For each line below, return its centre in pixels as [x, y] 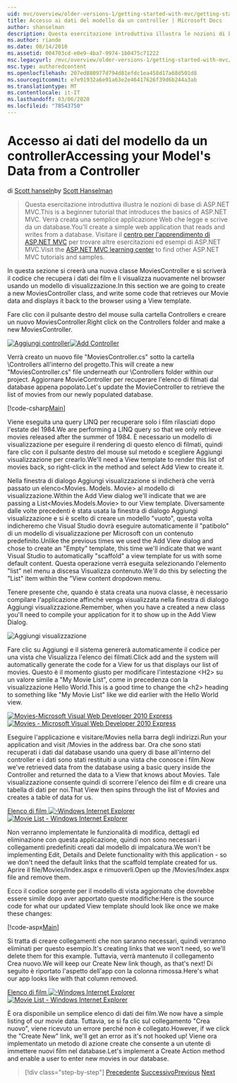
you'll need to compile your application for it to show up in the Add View [112, 614]
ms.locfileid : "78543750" [45, 106]
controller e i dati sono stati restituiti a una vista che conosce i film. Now [111, 759]
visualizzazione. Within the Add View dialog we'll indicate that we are [107, 495]
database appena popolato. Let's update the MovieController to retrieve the [116, 387]
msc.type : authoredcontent [47, 66]
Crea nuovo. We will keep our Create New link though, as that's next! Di [110, 963]
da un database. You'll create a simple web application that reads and [125, 226]
